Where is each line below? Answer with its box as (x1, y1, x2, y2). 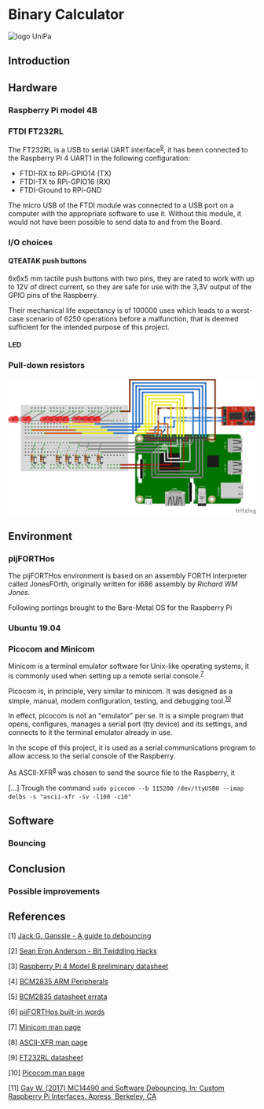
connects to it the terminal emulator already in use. (8, 728, 173, 737)
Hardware (8, 81, 57, 94)
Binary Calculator (8, 6, 124, 24)
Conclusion (8, 862, 66, 876)
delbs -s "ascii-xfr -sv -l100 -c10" (8, 793, 132, 801)
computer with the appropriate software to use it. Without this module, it (8, 208, 242, 218)
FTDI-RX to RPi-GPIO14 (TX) (19, 168, 112, 178)
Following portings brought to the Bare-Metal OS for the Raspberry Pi (8, 603, 233, 612)
